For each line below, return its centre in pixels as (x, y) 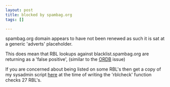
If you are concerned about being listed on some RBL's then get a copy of (83, 69)
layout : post (19, 10)
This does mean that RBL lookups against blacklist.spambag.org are (77, 54)
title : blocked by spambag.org (39, 15)
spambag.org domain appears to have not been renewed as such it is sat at (85, 38)
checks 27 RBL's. (24, 80)
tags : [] (15, 19)
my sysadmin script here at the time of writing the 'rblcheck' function (79, 75)
